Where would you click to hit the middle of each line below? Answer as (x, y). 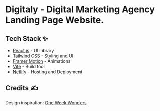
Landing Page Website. (55, 20)
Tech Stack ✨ (27, 38)
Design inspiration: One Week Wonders (46, 103)
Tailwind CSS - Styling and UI (43, 56)
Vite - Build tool (29, 67)
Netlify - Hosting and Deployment (47, 72)
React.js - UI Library (33, 50)
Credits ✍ (22, 88)
